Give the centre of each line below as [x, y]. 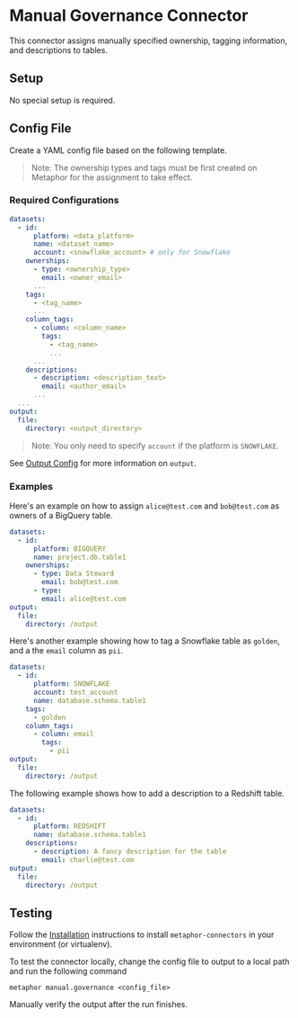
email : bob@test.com [80, 582]
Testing [31, 913]
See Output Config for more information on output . [103, 463]
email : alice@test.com [84, 599]
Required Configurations [64, 201]
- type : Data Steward [74, 574]
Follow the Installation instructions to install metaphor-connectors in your [142, 935]
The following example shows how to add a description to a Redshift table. [147, 793]
